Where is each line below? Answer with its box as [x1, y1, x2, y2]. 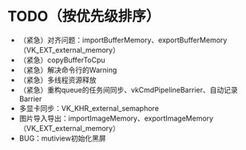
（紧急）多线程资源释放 [18, 75, 97, 85]
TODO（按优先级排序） [7, 7, 161, 26]
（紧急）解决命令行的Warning [18, 65, 117, 74]
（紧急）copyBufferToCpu [18, 55, 105, 65]
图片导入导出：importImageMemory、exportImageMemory [18, 113, 213, 123]
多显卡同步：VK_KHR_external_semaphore [18, 103, 159, 112]
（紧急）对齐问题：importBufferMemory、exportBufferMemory [18, 35, 228, 45]
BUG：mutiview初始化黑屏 [18, 133, 106, 143]
